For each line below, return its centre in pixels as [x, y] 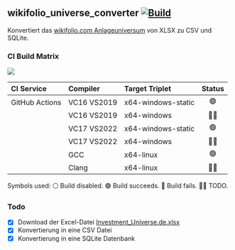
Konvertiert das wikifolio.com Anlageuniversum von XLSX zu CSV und [110, 30]
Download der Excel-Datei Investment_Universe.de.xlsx [98, 222]
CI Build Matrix [33, 56]
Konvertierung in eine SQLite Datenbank [76, 238]
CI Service [29, 89]
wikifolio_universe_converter [73, 13]
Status [213, 89]
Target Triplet [148, 89]
